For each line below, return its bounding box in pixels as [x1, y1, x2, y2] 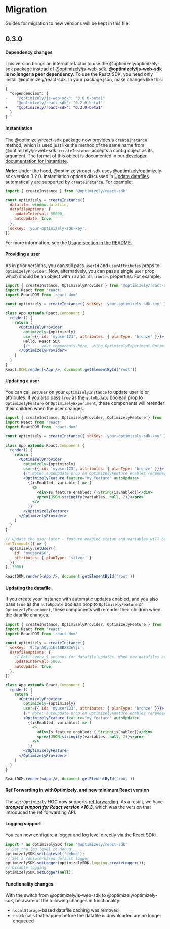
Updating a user [5, 378, 39, 384]
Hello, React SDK [23, 339, 60, 344]
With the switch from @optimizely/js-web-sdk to [5, 892, 106, 898]
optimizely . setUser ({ [10, 546, 56, 551]
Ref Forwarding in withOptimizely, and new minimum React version [5, 787, 149, 793]
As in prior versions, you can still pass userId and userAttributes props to [5, 262, 160, 269]
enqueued [12, 918, 34, 924]
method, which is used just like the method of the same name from [5, 142, 145, 148]
